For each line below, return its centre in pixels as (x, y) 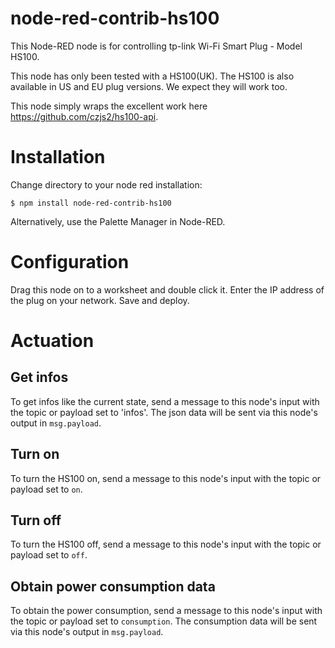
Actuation (52, 341)
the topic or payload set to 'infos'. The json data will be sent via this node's (164, 412)
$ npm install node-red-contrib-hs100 (91, 203)
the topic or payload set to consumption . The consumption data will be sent (164, 621)
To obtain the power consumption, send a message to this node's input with (166, 611)
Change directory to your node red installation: (106, 184)
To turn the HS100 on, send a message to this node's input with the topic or (166, 478)
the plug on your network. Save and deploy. (100, 300)
